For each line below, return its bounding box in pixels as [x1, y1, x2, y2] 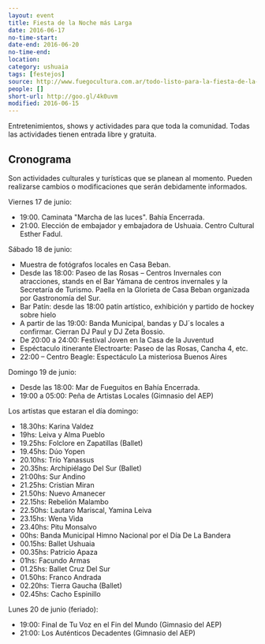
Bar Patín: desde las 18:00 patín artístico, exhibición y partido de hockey [19, 301, 255, 311]
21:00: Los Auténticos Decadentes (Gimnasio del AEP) [19, 628, 196, 638]
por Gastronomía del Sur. [19, 293, 101, 302]
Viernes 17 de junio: [8, 197, 73, 206]
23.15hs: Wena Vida [19, 514, 84, 523]
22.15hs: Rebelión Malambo [19, 496, 109, 506]
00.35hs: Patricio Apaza [19, 547, 99, 556]
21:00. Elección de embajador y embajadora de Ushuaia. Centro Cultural [19, 220, 255, 230]
